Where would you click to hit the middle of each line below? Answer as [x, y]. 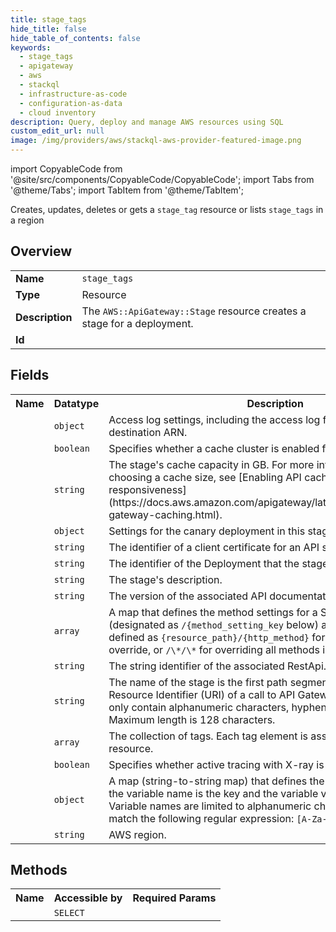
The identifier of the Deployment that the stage [218, 563]
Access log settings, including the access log [214, 419]
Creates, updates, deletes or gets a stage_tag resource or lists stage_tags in [167, 209]
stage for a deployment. [137, 323]
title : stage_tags [48, 19]
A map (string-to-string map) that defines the [216, 781]
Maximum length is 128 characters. [192, 719]
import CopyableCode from [66, 169]
